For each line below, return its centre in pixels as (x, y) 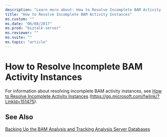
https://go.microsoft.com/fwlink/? (125, 96)
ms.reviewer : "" (22, 33)
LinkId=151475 (20, 101)
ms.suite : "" (19, 38)
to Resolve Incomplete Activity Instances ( (48, 96)
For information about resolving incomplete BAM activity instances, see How (83, 91)
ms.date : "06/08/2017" (29, 24)
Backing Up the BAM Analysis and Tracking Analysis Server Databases (78, 129)
